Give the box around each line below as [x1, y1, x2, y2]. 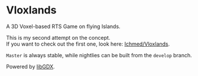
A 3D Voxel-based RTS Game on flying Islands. [6, 23, 121, 30]
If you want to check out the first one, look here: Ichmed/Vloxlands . [6, 40, 170, 47]
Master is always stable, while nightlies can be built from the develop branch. [6, 51, 192, 58]
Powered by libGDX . [6, 63, 55, 70]
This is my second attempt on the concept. [6, 34, 111, 41]
